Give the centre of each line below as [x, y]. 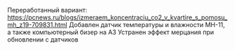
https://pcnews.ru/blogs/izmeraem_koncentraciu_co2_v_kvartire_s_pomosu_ [118, 17]
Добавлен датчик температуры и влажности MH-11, [147, 25]
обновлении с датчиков [43, 40]
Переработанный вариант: [47, 10]
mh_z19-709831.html [37, 25]
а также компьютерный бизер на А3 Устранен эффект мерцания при [111, 32]
